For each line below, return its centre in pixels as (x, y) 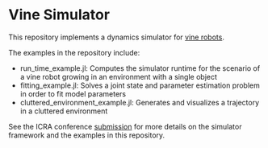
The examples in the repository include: (74, 52)
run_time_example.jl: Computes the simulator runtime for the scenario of (140, 68)
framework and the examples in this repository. (87, 135)
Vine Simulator (59, 15)
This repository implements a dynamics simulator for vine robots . (116, 37)
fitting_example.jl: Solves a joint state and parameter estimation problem (140, 85)
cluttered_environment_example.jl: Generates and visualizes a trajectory (140, 102)
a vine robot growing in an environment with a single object (119, 76)
